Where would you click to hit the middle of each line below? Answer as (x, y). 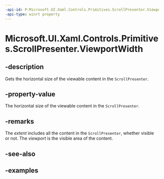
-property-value (30, 94)
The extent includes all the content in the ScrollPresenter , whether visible (80, 133)
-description (24, 67)
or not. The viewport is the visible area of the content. (59, 138)
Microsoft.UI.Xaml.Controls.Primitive (82, 38)
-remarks (20, 121)
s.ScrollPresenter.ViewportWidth (74, 49)
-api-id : (14, 10)
